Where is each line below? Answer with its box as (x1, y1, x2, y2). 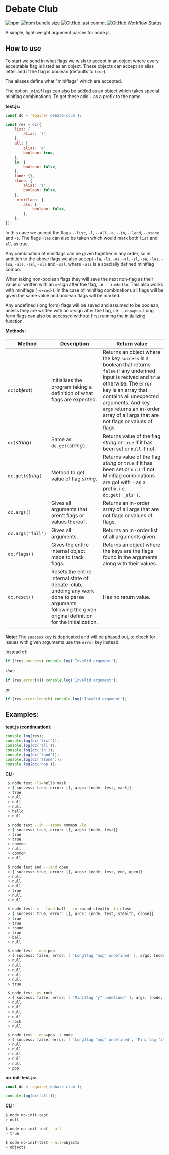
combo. (5, 266, 21, 272)
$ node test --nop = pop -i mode (7, 1033, 73, 1038)
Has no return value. (103, 593, 151, 600)
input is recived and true (103, 373, 161, 380)
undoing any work (51, 587, 94, 594)
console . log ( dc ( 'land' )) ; (5, 752, 59, 757)
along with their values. (103, 560, 157, 567)
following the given (51, 606, 97, 613)
